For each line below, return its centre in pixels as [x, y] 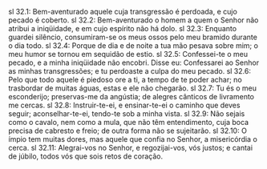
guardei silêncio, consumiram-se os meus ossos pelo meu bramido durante [133, 37]
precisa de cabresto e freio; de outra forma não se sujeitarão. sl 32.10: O [127, 131]
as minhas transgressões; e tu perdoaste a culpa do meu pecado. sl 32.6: [129, 71]
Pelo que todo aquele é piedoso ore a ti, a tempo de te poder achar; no [125, 80]
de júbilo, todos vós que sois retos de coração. [85, 156]
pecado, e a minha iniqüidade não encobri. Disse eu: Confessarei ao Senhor [133, 62]
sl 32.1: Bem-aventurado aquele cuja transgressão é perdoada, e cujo [123, 12]
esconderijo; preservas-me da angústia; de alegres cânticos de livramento [131, 97]
